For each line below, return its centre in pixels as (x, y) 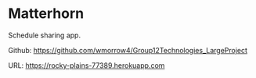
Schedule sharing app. (44, 35)
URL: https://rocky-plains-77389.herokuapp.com (87, 65)
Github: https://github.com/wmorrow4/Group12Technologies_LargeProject (128, 50)
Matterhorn (46, 14)
